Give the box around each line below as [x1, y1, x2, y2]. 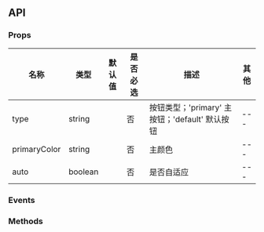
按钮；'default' [148, 114, 204, 125]
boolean [68, 166, 99, 177]
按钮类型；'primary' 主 [148, 102, 233, 113]
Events [8, 194, 35, 205]
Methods [8, 216, 43, 227]
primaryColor [12, 143, 61, 154]
